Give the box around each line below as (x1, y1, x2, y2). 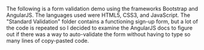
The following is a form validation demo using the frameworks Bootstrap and (6, 5, 199, 12)
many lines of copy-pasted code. (6, 37, 90, 44)
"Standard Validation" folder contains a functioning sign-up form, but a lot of (6, 18, 199, 25)
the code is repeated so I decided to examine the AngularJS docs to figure (6, 24, 193, 31)
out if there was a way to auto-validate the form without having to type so (6, 31, 191, 38)
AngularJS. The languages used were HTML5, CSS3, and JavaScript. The (6, 11, 191, 19)
